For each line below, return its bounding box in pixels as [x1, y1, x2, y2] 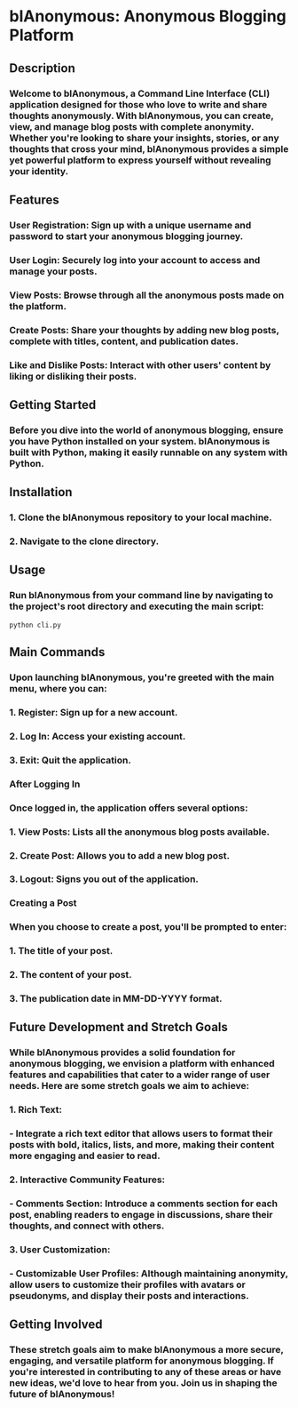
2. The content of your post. [9, 969, 133, 981]
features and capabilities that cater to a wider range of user [9, 1068, 271, 1081]
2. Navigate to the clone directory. [9, 535, 160, 548]
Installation [9, 484, 73, 500]
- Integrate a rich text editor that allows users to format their [9, 1127, 273, 1140]
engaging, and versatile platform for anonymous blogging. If [9, 1355, 275, 1367]
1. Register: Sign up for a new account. [9, 706, 178, 718]
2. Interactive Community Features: [9, 1173, 166, 1186]
